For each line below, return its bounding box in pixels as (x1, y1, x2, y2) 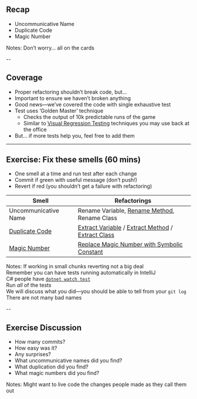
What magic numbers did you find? (14, 370, 100, 377)
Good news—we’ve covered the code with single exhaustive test (14, 101, 171, 108)
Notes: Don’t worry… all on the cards (6, 44, 95, 51)
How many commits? (14, 338, 66, 345)
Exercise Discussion (6, 322, 82, 332)
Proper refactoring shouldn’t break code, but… (14, 88, 127, 95)
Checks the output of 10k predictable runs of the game (23, 113, 156, 120)
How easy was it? (14, 344, 57, 352)
